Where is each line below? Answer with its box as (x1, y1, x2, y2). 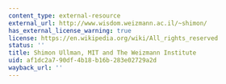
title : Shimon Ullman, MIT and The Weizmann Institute (8, 49, 197, 57)
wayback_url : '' (8, 64, 63, 72)
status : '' (8, 42, 45, 50)
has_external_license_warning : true (8, 26, 132, 34)
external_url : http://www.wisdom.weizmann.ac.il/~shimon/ (8, 19, 207, 27)
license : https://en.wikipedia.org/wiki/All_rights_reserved (8, 34, 219, 42)
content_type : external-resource (8, 11, 121, 20)
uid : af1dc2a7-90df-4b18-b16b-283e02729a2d (8, 57, 157, 65)
